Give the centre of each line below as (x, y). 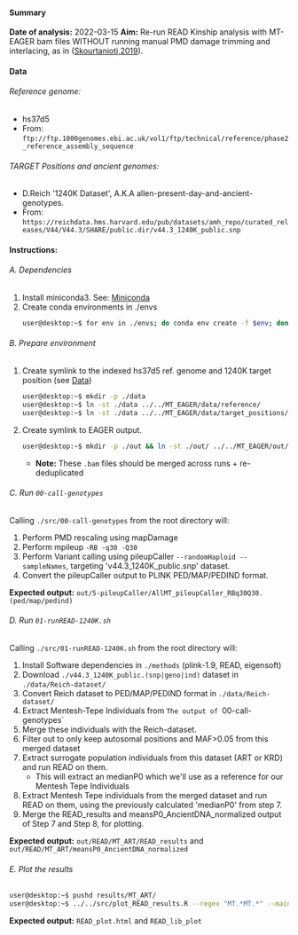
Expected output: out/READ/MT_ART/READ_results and (106, 841)
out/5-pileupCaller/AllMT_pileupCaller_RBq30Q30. (170, 593)
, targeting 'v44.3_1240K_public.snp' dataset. (148, 566)
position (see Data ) (57, 381)
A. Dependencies (41, 270)
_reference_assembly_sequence (78, 146)
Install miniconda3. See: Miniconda (86, 298)
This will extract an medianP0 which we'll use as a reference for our (159, 776)
